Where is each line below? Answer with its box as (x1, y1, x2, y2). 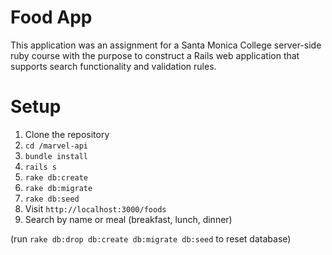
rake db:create (24, 172, 89, 183)
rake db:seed (24, 194, 80, 204)
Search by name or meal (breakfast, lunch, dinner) (24, 213, 233, 225)
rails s (24, 162, 57, 172)
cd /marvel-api (24, 141, 89, 151)
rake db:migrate (24, 183, 93, 193)
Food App (10, 6, 93, 29)
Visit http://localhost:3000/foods (24, 202, 167, 215)
